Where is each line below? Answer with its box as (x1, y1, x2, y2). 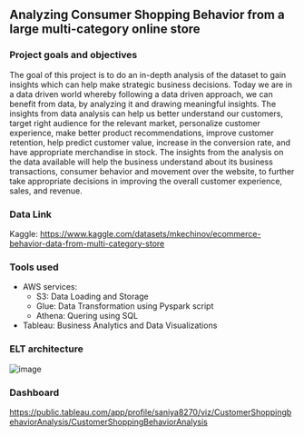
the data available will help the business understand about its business (9, 156, 274, 167)
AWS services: (22, 282, 78, 292)
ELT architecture (9, 342, 83, 355)
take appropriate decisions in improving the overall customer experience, (9, 175, 283, 186)
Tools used (9, 261, 59, 273)
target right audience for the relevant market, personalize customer (9, 117, 261, 128)
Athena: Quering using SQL (35, 311, 139, 322)
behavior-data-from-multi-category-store (9, 238, 165, 249)
